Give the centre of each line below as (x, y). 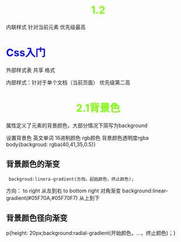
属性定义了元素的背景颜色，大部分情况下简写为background (77, 125)
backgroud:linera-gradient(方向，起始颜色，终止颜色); (71, 179)
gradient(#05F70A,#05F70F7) (42, 198)
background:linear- (145, 191)
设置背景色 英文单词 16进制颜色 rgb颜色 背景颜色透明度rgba (77, 138)
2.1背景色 (98, 108)
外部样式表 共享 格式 (31, 70)
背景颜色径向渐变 (37, 218)
